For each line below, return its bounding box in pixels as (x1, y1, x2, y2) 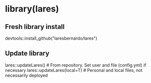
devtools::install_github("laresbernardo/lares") (5, 35, 98, 41)
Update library (5, 49, 50, 57)
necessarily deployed (5, 72, 48, 78)
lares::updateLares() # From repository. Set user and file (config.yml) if (5, 62, 147, 68)
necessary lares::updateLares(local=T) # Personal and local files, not (5, 67, 143, 73)
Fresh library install (5, 23, 65, 31)
